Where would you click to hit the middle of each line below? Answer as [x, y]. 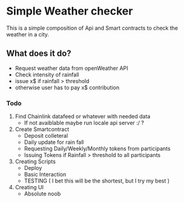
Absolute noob [42, 194]
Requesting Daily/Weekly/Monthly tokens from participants [97, 149]
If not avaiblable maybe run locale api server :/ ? [84, 123]
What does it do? [39, 54]
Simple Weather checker [70, 11]
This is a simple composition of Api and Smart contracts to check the [92, 28]
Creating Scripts [35, 161]
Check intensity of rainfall [47, 75]
